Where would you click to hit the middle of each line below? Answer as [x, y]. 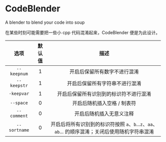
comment [19, 116]
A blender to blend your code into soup [45, 22]
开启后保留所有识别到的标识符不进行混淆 [104, 94]
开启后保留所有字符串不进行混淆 [104, 83]
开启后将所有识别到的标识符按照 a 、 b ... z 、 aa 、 [104, 124]
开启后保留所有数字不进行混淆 [104, 71]
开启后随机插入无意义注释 [104, 113]
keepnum [19, 74]
